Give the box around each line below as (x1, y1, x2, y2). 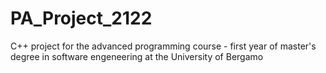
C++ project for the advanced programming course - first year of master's (10, 40, 317, 52)
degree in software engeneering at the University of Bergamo (10, 50, 264, 62)
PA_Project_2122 (10, 7, 153, 30)
